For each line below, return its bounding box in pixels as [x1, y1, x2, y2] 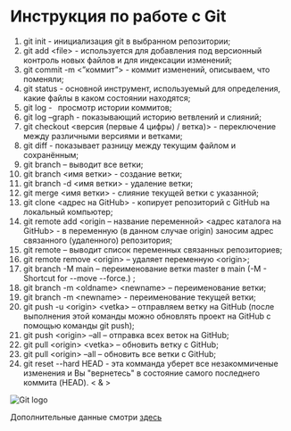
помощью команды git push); [22, 319, 135, 331]
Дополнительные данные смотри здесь [10, 411, 162, 422]
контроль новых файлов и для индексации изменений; [22, 54, 233, 65]
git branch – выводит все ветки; [22, 159, 144, 170]
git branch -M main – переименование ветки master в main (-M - [22, 263, 267, 274]
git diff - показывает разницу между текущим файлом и [22, 140, 237, 151]
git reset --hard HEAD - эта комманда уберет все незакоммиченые [22, 358, 279, 369]
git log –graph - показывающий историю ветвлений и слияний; [22, 112, 262, 122]
